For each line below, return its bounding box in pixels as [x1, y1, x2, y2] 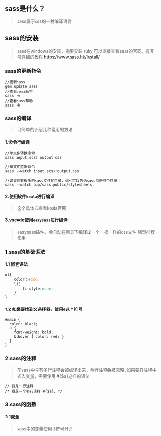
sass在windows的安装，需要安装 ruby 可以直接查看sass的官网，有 [17, 48, 150, 54]
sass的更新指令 [5, 67, 41, 74]
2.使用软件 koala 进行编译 [5, 194, 54, 200]
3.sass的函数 [5, 401, 36, 408]
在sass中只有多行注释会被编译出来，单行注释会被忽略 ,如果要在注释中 [17, 367, 157, 373]
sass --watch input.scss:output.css [5, 169, 79, 174]
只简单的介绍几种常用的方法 [17, 127, 73, 133]
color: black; [9, 322, 38, 327]
